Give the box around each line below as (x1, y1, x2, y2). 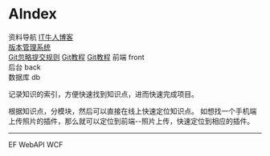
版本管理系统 (8, 42, 51, 52)
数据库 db (8, 72, 41, 82)
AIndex (8, 5, 58, 23)
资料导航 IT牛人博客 (8, 32, 74, 42)
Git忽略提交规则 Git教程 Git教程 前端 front (8, 52, 145, 62)
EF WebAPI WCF (8, 139, 63, 149)
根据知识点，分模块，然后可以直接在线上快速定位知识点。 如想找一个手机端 (8, 106, 257, 116)
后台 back (8, 62, 42, 72)
